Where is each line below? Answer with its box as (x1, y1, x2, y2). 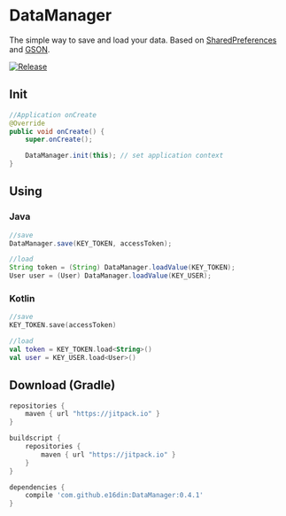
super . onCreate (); (25, 135, 93, 145)
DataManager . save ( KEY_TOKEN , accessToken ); (9, 238, 173, 248)
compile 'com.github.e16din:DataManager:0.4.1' (25, 491, 204, 500)
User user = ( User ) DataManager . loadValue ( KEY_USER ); (9, 271, 213, 280)
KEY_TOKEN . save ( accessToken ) (9, 321, 117, 330)
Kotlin (9, 292, 35, 304)
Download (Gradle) (9, 378, 116, 393)
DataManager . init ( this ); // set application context (25, 152, 224, 160)
